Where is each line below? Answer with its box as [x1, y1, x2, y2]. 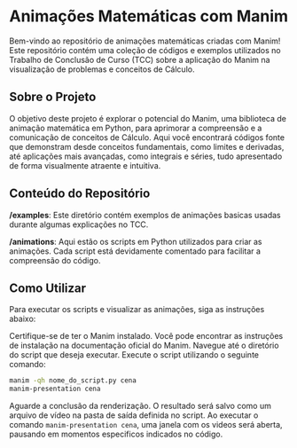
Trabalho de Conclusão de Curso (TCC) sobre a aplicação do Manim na [9, 54, 270, 65]
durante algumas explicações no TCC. [9, 219, 149, 230]
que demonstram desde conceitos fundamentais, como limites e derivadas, [9, 141, 285, 152]
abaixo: [9, 313, 36, 325]
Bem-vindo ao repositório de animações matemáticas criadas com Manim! [9, 35, 281, 46]
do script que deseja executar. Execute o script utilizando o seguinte [9, 350, 260, 360]
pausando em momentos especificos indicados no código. [9, 428, 223, 440]
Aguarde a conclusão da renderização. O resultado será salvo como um [9, 401, 272, 412]
